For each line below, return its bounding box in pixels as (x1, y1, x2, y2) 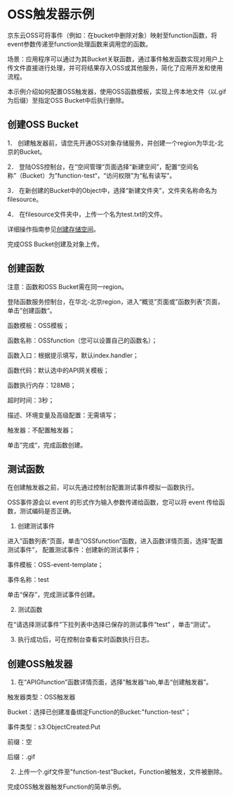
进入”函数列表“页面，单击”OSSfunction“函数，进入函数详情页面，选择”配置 (7, 537, 223, 545)
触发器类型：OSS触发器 (7, 693, 76, 701)
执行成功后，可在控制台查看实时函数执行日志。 (17, 635, 153, 644)
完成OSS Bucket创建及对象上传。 (7, 240, 104, 248)
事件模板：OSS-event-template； (7, 561, 104, 569)
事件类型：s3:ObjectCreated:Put (7, 722, 100, 732)
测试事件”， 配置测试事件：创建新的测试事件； (7, 546, 142, 554)
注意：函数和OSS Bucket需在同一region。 (7, 282, 128, 291)
